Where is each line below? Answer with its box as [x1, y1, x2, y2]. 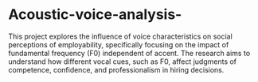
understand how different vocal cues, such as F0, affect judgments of [8, 57, 237, 66]
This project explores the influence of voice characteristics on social [8, 32, 233, 41]
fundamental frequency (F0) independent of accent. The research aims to [8, 48, 251, 58]
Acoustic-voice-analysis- [8, 6, 182, 24]
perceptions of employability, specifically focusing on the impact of [8, 39, 229, 49]
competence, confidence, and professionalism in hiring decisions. [8, 65, 225, 74]
